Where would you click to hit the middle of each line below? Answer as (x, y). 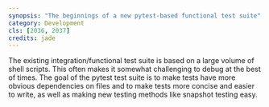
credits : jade (32, 38)
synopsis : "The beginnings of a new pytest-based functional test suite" (135, 16)
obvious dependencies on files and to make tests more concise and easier (132, 86)
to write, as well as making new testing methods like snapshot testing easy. (133, 95)
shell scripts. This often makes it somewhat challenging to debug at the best (135, 69)
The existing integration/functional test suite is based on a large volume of (132, 61)
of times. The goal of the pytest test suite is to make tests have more (122, 77)
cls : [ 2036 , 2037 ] (39, 30)
